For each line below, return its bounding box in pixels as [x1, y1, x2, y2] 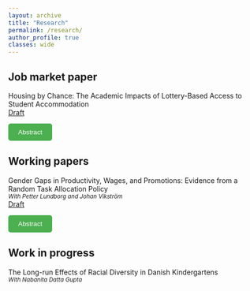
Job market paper [8, 70, 98, 84]
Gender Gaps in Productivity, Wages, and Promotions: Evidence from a [8, 175, 238, 185]
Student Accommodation [8, 99, 89, 109]
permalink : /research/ [8, 26, 83, 34]
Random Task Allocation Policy [8, 184, 109, 193]
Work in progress [8, 246, 95, 260]
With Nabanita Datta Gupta [8, 275, 83, 284]
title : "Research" [8, 19, 69, 27]
